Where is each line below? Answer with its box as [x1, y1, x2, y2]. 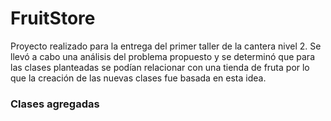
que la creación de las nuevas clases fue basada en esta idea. [10, 72, 267, 84]
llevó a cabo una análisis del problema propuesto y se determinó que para [10, 50, 315, 62]
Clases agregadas [10, 97, 100, 111]
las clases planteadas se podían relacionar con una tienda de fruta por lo [10, 61, 310, 73]
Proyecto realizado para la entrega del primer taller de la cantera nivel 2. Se [10, 40, 322, 52]
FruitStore [10, 7, 96, 30]
